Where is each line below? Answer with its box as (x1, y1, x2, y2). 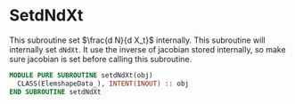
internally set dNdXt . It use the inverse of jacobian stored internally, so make (9, 44, 287, 54)
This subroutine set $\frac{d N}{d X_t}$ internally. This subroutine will (9, 35, 266, 45)
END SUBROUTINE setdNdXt (9, 87, 102, 96)
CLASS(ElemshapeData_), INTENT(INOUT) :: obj (17, 79, 190, 88)
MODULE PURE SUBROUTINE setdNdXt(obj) (9, 70, 153, 80)
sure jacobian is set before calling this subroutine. (9, 53, 193, 64)
